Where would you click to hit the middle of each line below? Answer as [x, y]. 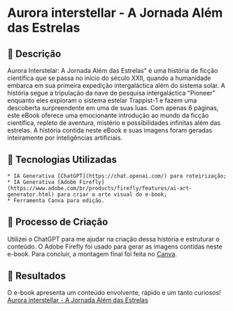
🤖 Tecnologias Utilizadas [62, 160]
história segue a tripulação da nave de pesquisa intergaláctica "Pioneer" [111, 93]
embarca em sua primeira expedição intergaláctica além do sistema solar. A [116, 85]
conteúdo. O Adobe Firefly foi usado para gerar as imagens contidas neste [115, 246]
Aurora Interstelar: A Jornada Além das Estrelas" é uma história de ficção [113, 71]
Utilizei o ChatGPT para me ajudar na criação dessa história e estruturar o [114, 239]
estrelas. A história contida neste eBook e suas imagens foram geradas [110, 130]
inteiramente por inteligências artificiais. [65, 138]
